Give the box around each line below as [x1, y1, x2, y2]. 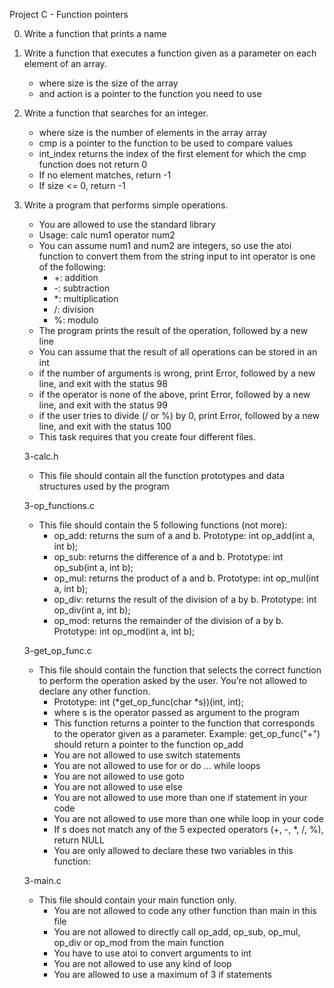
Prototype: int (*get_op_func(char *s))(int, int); [53, 696, 244, 708]
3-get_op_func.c [23, 645, 92, 656]
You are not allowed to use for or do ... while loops [53, 760, 261, 771]
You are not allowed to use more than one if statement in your [53, 792, 308, 803]
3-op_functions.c [23, 500, 96, 511]
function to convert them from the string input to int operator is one [38, 250, 316, 262]
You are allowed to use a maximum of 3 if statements [53, 969, 272, 980]
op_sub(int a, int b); [53, 562, 134, 573]
